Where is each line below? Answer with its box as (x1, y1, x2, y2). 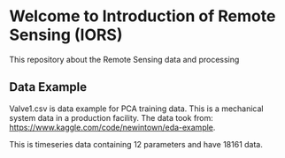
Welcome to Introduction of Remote (9, 6, 276, 26)
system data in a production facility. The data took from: (9, 112, 214, 123)
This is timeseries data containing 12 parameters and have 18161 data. (9, 139, 264, 149)
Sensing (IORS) (9, 25, 123, 45)
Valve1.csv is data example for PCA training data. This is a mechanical (9, 103, 264, 114)
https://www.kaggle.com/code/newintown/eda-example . (9, 122, 216, 132)
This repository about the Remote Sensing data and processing (9, 54, 240, 64)
